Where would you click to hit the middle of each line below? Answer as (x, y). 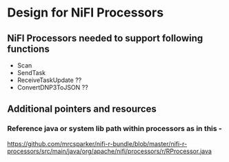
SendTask (31, 73)
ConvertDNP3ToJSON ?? (52, 87)
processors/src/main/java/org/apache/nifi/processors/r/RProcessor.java (110, 151)
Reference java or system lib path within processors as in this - (114, 129)
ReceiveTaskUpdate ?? (49, 80)
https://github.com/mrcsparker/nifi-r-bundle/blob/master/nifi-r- (97, 143)
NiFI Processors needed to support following (105, 38)
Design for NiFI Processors (86, 13)
